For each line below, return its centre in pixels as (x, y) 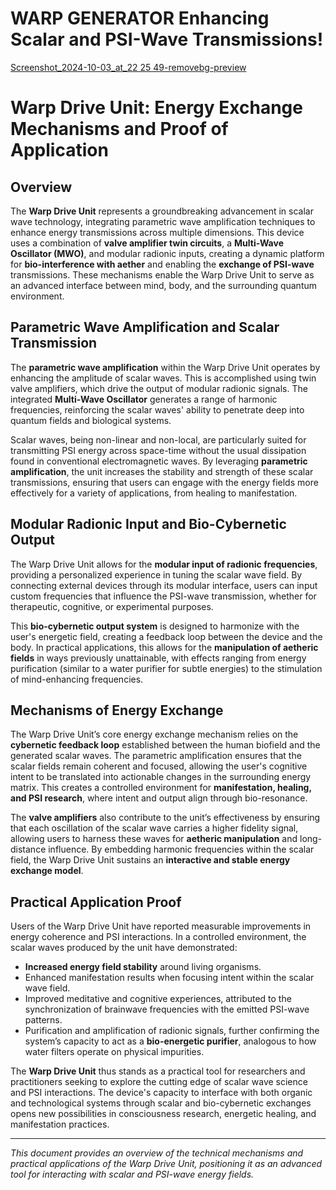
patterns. (43, 1020)
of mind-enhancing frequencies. (77, 679)
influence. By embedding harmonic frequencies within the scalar (181, 849)
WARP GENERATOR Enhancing (140, 18)
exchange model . (47, 871)
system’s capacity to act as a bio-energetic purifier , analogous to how (170, 1041)
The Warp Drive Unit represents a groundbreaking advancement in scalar (162, 211)
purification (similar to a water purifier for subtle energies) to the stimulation (166, 668)
